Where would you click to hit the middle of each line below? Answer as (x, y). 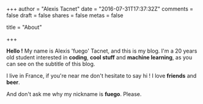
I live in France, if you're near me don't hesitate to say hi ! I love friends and (102, 76)
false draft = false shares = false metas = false (65, 15)
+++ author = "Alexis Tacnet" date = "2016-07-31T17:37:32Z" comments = (100, 9)
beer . (13, 82)
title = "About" (24, 27)
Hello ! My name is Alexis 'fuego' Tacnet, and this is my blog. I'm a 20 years (102, 51)
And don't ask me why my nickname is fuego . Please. (74, 94)
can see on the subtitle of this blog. (51, 64)
